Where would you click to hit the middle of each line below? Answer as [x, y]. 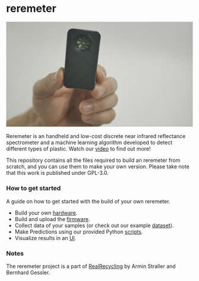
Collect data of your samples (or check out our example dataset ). [94, 225]
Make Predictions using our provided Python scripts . [79, 231]
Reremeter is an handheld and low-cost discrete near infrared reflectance [96, 136]
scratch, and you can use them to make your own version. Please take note [98, 167]
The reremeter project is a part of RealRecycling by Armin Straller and [91, 266]
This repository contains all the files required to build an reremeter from [93, 160]
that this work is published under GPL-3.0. [57, 173]
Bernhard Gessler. [28, 273]
